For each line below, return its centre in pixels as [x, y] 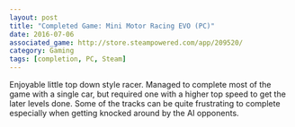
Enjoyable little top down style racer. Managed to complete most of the [140, 85]
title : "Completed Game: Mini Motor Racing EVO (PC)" [112, 26]
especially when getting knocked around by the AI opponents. [125, 113]
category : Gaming [42, 51]
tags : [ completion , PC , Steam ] [68, 59]
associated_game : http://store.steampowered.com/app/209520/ [126, 42]
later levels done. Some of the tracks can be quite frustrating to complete [145, 103]
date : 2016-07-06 [42, 34]
